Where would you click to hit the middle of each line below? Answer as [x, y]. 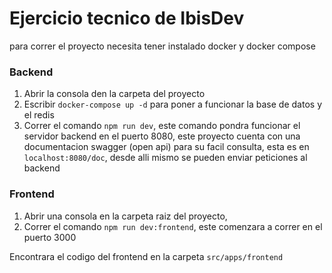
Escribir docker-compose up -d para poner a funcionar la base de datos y [172, 104]
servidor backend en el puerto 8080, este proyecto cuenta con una [162, 136]
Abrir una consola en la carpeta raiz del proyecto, [125, 216]
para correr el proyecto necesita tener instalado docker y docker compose [162, 46]
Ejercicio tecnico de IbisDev [127, 18]
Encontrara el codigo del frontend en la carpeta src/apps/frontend [146, 256]
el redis [39, 115]
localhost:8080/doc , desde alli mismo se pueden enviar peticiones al [165, 158]
